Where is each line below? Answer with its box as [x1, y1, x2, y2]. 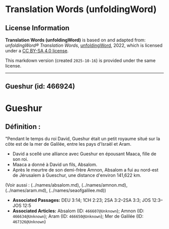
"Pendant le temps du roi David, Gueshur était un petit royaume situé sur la [5, 136, 160, 142]
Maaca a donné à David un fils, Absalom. [12, 161, 98, 167]
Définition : [5, 122, 41, 131]
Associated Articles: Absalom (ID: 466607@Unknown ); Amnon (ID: [12, 208, 144, 214]
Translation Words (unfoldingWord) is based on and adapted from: [5, 37, 146, 43]
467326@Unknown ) [12, 218, 46, 225]
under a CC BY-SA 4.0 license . [5, 48, 69, 53]
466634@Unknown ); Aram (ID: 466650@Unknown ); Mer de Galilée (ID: [12, 213, 144, 219]
